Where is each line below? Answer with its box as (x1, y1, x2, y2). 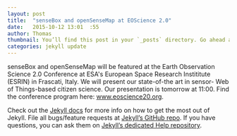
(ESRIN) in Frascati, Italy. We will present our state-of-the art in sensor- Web (7, 78, 229, 85)
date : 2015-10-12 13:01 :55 (7, 23, 99, 30)
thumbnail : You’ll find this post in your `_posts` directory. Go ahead (7, 37, 226, 44)
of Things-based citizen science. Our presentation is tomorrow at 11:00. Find (7, 85, 229, 93)
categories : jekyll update (7, 43, 87, 50)
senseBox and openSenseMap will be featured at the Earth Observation (7, 63, 215, 70)
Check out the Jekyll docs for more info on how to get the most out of (7, 106, 210, 114)
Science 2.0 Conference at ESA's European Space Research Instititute (7, 70, 211, 78)
